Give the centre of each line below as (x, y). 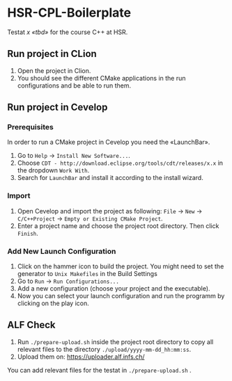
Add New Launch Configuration (62, 251)
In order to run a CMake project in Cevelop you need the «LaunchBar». (109, 142)
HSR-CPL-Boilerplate (69, 13)
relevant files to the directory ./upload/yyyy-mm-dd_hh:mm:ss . (104, 349)
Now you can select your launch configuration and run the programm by (121, 296)
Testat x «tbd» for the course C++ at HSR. (68, 32)
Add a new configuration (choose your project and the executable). (114, 289)
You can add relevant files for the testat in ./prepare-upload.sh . (99, 370)
